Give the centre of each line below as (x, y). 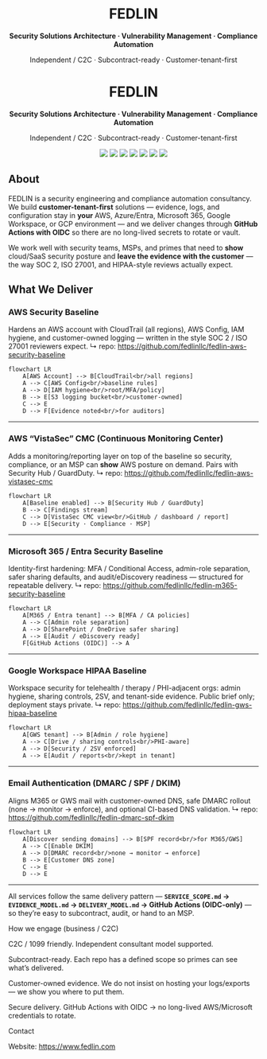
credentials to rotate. (43, 1015)
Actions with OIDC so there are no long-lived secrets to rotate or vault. (124, 232)
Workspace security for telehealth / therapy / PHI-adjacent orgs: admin (124, 688)
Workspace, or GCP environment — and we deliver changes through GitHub (133, 224)
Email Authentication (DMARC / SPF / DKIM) (95, 783)
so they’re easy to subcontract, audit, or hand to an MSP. (101, 913)
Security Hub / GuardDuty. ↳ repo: (66, 473)
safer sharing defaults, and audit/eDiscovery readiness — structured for (126, 577)
